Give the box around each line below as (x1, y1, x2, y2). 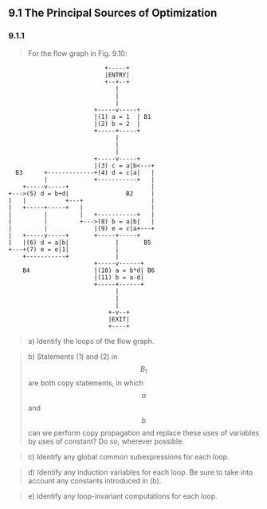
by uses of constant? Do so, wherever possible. (27, 436, 185, 446)
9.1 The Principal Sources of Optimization (8, 6, 218, 20)
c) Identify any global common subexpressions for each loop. (27, 452, 230, 462)
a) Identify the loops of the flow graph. (27, 336, 155, 345)
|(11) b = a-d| (93, 273, 145, 282)
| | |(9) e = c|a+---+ (8, 224, 155, 232)
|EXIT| (108, 315, 130, 323)
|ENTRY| (104, 71, 130, 79)
